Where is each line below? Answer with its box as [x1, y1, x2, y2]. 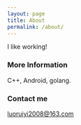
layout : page [7, 10, 45, 18]
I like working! [7, 43, 47, 51]
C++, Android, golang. [7, 76, 71, 84]
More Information [7, 60, 68, 70]
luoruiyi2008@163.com [7, 110, 75, 118]
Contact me [7, 93, 48, 103]
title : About [7, 17, 45, 24]
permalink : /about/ [7, 23, 64, 30]
